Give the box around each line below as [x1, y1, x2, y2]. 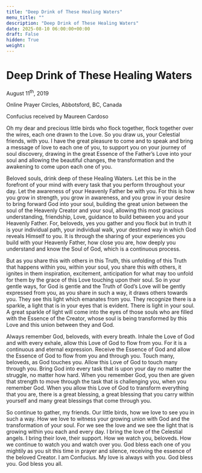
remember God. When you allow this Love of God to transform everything [6, 384, 189, 391]
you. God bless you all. [6, 460, 63, 468]
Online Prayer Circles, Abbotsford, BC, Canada [6, 101, 122, 109]
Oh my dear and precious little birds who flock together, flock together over [6, 124, 194, 132]
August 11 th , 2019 [6, 88, 49, 97]
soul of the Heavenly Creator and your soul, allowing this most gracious [6, 207, 184, 214]
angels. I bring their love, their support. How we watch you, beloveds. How [6, 434, 192, 442]
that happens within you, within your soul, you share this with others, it [6, 263, 182, 271]
